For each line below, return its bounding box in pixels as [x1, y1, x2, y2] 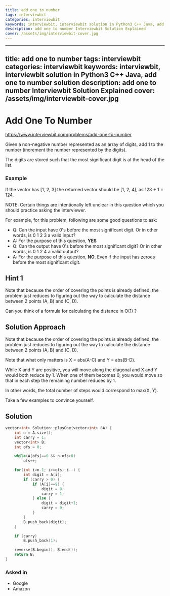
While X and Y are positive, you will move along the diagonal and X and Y [5, 367, 158, 373]
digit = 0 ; [41, 486, 65, 491]
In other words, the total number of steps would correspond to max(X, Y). [5, 388, 158, 394]
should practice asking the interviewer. [5, 207, 86, 213]
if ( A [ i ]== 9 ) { [32, 482, 65, 487]
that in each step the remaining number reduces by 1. [5, 377, 116, 384]
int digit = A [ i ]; [23, 472, 62, 478]
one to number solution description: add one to [5, 78, 157, 87]
